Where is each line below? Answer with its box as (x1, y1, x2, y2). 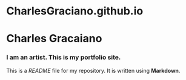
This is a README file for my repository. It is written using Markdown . (6, 67, 181, 74)
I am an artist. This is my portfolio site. (6, 53, 121, 61)
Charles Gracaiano (6, 32, 102, 46)
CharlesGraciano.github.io (6, 4, 144, 18)
